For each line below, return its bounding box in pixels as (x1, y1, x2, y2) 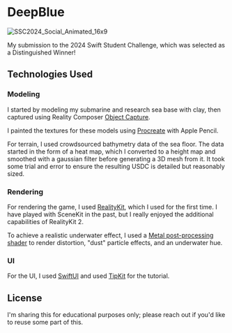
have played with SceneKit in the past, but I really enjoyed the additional (7, 210, 214, 219)
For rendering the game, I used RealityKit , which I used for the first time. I (7, 202, 217, 211)
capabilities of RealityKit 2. (7, 217, 84, 225)
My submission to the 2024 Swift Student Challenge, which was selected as (7, 40, 225, 49)
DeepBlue (7, 4, 65, 20)
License (7, 292, 42, 304)
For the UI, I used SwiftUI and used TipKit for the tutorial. (7, 272, 170, 280)
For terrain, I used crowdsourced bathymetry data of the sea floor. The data (7, 140, 224, 148)
